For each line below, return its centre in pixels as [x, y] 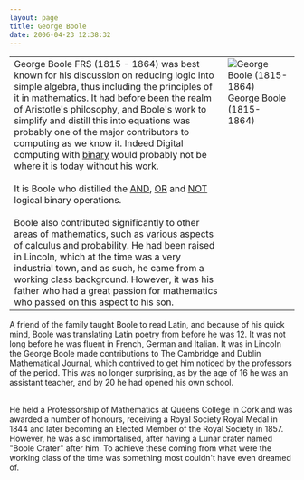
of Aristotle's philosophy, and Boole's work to [110, 110]
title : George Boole [48, 26]
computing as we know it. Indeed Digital [99, 143]
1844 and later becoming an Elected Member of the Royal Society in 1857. [147, 429]
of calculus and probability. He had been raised [114, 246]
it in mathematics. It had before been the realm [113, 98]
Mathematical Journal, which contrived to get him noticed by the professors [151, 363]
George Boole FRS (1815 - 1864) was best [107, 64]
